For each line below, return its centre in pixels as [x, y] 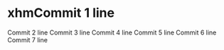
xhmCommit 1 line [61, 13]
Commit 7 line [28, 39]
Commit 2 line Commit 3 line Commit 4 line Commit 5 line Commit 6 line [112, 32]
